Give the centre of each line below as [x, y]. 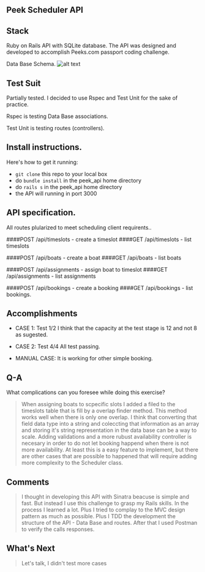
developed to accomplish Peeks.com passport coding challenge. [88, 52]
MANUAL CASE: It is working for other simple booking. [84, 358]
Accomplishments [42, 314]
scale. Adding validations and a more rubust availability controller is [106, 437]
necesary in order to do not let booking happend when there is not [105, 444]
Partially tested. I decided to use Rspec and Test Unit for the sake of [92, 98]
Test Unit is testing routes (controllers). [56, 128]
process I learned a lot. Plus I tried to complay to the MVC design [103, 510]
